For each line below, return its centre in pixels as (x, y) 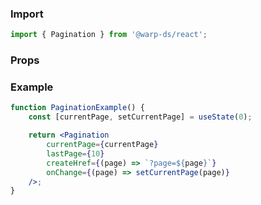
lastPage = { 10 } (75, 153)
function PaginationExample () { (77, 108)
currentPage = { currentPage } (102, 145)
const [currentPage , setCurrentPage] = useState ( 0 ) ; (140, 117)
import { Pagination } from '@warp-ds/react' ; (109, 35)
